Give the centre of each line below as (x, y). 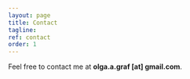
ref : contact (29, 37)
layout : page (29, 15)
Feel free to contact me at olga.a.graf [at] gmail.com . (95, 66)
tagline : (22, 30)
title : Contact (33, 23)
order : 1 (22, 45)
